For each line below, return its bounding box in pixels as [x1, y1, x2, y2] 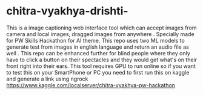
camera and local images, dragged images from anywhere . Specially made [6, 30, 195, 37]
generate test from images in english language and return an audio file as [6, 43, 189, 51]
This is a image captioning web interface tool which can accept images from [6, 24, 197, 31]
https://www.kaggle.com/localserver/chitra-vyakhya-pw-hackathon [6, 81, 176, 88]
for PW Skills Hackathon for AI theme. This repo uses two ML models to [6, 37, 185, 44]
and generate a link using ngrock [6, 75, 88, 82]
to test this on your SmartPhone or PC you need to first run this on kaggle [6, 69, 190, 76]
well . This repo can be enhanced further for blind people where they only [6, 49, 191, 57]
